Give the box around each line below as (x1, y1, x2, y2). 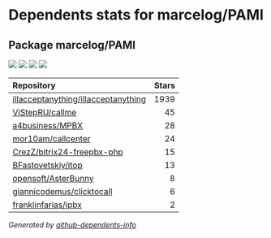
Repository (12, 80, 56, 91)
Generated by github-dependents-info (8, 220, 136, 229)
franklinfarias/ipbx (12, 199, 83, 210)
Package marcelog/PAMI (8, 38, 136, 52)
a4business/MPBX (12, 120, 84, 131)
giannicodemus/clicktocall (12, 186, 113, 197)
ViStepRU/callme (12, 107, 77, 118)
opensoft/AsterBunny (12, 173, 94, 184)
